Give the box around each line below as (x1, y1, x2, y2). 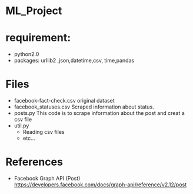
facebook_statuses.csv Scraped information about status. (14, 103, 154, 110)
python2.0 (14, 51, 39, 58)
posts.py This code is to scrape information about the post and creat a (14, 110, 185, 117)
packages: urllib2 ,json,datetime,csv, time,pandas (14, 57, 135, 64)
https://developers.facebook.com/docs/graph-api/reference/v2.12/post (14, 181, 187, 188)
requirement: (5, 31, 71, 45)
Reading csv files (22, 129, 65, 136)
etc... (22, 134, 36, 142)
